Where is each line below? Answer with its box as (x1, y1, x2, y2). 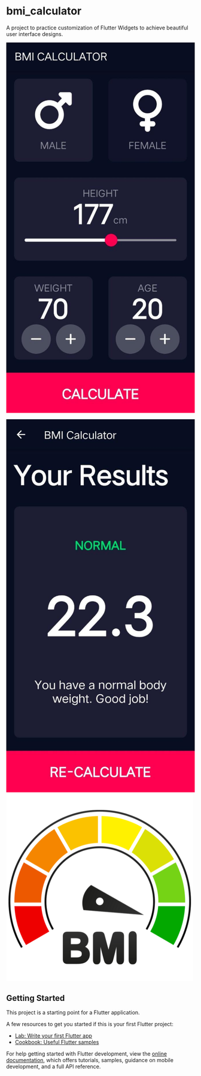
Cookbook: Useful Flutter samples (14, 1038, 99, 1045)
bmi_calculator (6, 4, 82, 18)
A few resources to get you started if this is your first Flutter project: (6, 1020, 173, 1027)
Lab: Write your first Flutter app (14, 1032, 93, 1039)
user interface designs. (6, 30, 63, 37)
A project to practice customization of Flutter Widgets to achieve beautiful (6, 24, 188, 31)
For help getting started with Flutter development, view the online (6, 1050, 167, 1057)
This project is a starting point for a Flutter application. (6, 1009, 140, 1016)
